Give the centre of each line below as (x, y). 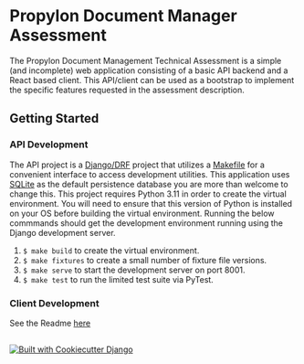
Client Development (54, 303)
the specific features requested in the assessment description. (127, 90)
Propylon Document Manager (123, 16)
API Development (49, 145)
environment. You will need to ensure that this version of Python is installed (151, 203)
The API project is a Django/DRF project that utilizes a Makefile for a (137, 165)
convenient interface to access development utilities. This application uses (150, 174)
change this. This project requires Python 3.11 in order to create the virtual (148, 194)
